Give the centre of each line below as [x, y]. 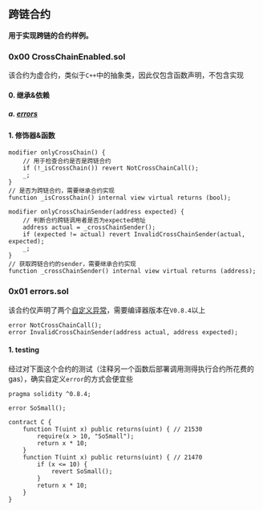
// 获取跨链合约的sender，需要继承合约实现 [72, 264]
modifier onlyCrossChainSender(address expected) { [96, 212]
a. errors [23, 114]
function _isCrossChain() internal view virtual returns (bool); [119, 198]
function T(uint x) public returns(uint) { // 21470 [113, 457]
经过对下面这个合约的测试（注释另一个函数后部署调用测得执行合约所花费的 [131, 369]
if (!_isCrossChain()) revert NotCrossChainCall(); [111, 168]
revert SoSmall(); [82, 471]
